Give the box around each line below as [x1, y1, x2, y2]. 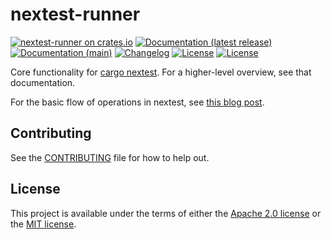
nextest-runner [10, 3, 141, 26]
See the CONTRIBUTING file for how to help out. [10, 151, 210, 163]
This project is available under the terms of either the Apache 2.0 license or [10, 207, 322, 219]
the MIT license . [10, 218, 77, 230]
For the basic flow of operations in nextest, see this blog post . [10, 96, 265, 108]
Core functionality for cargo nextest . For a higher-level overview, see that [10, 66, 312, 78]
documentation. [10, 76, 76, 88]
